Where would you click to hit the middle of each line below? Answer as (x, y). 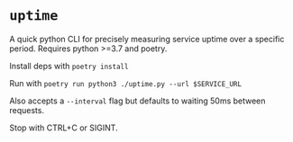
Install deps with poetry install (69, 66)
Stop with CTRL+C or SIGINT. (64, 128)
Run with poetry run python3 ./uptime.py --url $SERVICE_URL (125, 83)
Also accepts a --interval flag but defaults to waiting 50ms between (137, 101)
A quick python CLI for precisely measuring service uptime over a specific (147, 39)
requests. (27, 110)
